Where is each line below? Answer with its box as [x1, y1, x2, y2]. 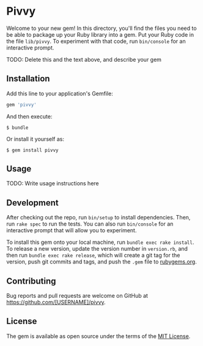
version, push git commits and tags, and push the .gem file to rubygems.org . [6, 258, 197, 265]
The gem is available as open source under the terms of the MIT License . [6, 332, 191, 340]
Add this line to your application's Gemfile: [6, 90, 113, 97]
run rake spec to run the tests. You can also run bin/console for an [6, 220, 174, 227]
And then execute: [6, 112, 53, 120]
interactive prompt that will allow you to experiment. [6, 227, 137, 234]
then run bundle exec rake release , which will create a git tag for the [6, 252, 180, 259]
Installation [6, 73, 50, 84]
